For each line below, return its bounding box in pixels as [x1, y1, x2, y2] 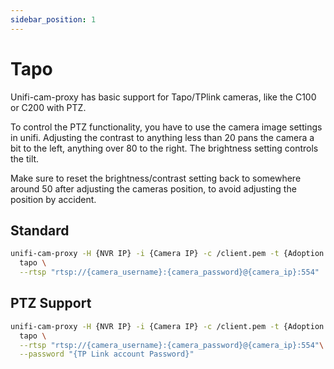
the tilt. [10, 152, 40, 165]
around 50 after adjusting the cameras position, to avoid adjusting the [10, 182, 297, 195]
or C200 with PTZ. [10, 101, 87, 113]
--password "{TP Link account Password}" [19, 349, 195, 360]
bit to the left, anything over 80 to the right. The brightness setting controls [10, 142, 319, 154]
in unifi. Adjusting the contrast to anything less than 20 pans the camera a [10, 131, 315, 143]
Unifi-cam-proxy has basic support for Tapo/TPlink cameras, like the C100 [10, 91, 317, 103]
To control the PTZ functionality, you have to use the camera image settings [10, 121, 323, 133]
